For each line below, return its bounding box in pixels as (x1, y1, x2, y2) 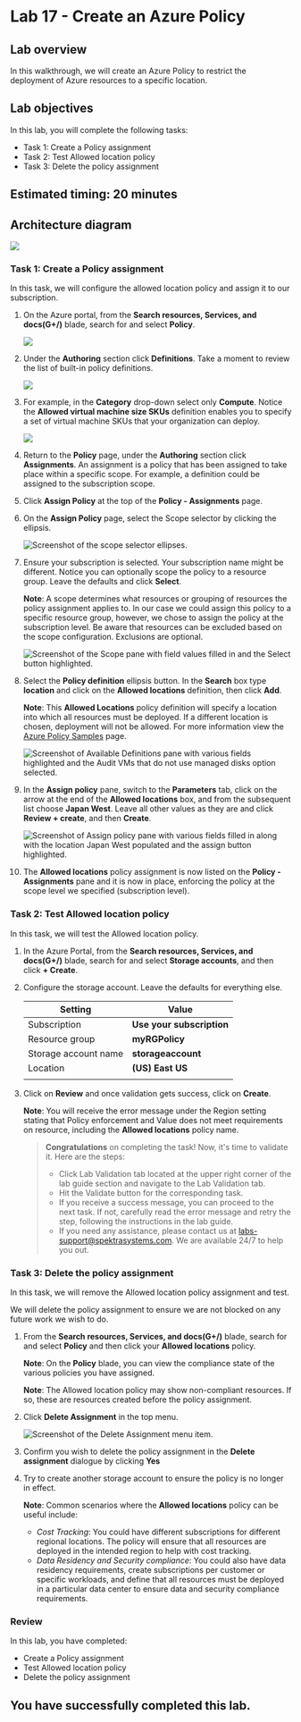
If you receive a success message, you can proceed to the (58, 1197, 275, 1207)
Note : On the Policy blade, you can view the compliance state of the (22, 1357, 275, 1368)
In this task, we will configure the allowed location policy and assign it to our (10, 283, 290, 294)
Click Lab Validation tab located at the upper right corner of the (58, 1168, 292, 1179)
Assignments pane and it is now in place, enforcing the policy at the (22, 876, 275, 886)
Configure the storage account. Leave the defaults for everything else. (22, 981, 283, 993)
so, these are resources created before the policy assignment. (22, 1394, 253, 1405)
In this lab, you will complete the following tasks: (10, 124, 188, 135)
